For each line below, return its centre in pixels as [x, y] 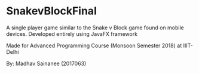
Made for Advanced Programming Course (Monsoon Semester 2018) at [94, 45]
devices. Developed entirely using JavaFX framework [72, 34]
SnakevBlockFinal [51, 11]
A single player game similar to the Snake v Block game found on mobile [95, 28]
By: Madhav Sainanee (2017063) [46, 63]
